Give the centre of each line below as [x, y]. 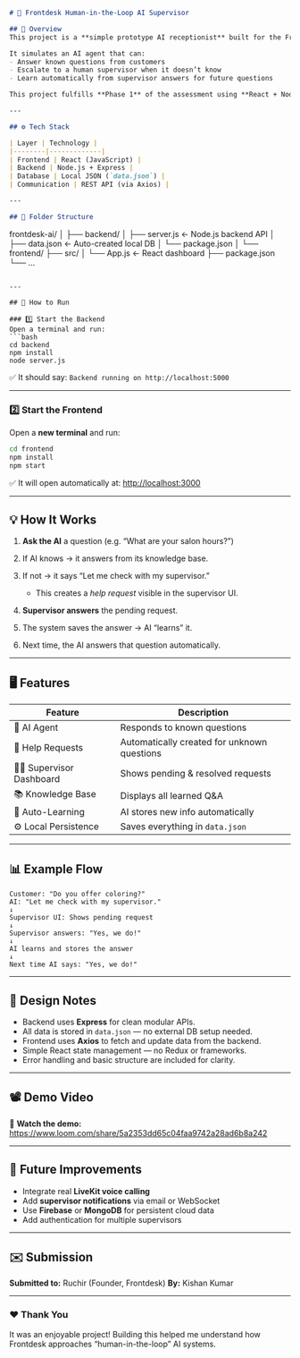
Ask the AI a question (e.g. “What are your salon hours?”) [128, 541]
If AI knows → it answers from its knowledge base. [115, 558]
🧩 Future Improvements [76, 1170]
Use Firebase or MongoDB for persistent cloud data [118, 1210]
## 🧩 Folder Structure [51, 216]
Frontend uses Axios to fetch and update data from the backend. [142, 1040]
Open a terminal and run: [57, 329]
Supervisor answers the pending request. [100, 611]
